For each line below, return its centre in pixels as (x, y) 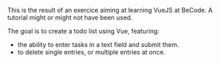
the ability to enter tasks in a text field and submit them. (98, 44)
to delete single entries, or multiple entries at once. (91, 52)
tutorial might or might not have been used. (70, 17)
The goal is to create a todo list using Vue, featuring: (84, 31)
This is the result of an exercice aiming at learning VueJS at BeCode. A (110, 10)
